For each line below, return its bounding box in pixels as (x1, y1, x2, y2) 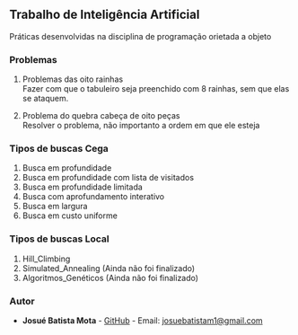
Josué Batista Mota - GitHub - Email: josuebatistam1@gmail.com (22, 315, 263, 326)
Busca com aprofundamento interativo (22, 191, 165, 202)
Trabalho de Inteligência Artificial (9, 7, 200, 22)
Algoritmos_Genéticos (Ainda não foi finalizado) (22, 272, 199, 283)
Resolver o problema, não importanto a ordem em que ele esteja (22, 120, 260, 131)
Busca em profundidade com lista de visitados (22, 172, 195, 183)
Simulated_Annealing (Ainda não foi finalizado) (22, 262, 196, 273)
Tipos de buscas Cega (9, 143, 110, 155)
